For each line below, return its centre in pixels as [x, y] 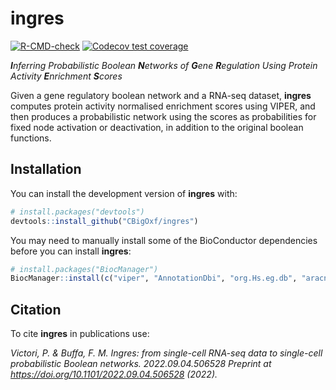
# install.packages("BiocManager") [84, 269]
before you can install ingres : [71, 251]
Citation [36, 309]
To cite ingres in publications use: [80, 334]
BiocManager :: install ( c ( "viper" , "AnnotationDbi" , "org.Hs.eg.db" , [154, 278]
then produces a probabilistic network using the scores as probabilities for [163, 116]
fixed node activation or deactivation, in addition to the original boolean [157, 127]
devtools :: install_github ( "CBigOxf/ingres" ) [104, 221]
